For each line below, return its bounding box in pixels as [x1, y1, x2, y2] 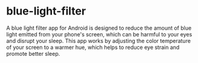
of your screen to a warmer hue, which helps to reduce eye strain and [6, 44, 180, 51]
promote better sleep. [6, 50, 60, 57]
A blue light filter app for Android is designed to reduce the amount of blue [6, 24, 192, 31]
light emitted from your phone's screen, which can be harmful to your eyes [6, 30, 193, 38]
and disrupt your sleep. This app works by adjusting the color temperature [6, 37, 191, 44]
